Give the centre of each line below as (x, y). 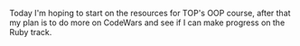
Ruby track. (31, 32)
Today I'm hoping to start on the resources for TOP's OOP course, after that (150, 13)
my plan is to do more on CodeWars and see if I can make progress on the (147, 23)
